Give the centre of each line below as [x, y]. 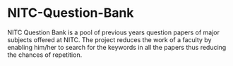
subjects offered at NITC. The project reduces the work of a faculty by [109, 39]
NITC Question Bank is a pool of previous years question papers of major [114, 32]
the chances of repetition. [45, 55]
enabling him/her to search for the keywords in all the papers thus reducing [117, 47]
